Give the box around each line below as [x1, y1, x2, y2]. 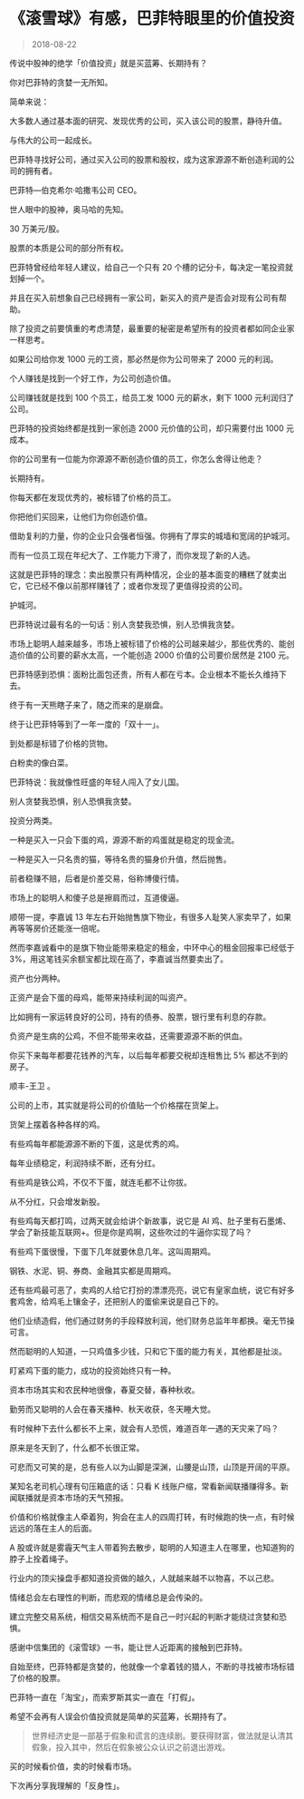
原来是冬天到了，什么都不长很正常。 [9, 1442, 145, 1452]
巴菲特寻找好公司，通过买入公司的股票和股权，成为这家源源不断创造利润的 [9, 153, 287, 164]
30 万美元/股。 [9, 223, 65, 234]
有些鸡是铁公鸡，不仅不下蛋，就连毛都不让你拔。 [9, 1177, 192, 1188]
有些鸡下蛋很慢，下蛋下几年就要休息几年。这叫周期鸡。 [9, 1246, 215, 1256]
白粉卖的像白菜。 [9, 757, 73, 768]
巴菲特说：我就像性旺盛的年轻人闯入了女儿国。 [9, 777, 184, 787]
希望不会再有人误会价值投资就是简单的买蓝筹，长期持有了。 [9, 1711, 232, 1722]
